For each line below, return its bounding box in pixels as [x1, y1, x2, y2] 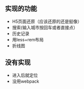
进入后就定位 [12, 72, 38, 78]
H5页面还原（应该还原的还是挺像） [12, 18, 82, 24]
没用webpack [12, 78, 39, 84]
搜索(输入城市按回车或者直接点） [12, 24, 78, 30]
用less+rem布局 [12, 36, 44, 42]
